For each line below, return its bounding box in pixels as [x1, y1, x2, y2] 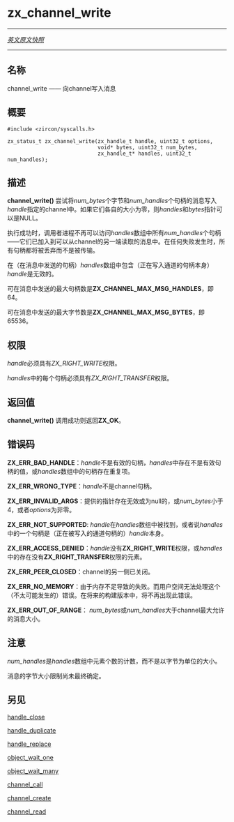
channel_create [7, 794, 52, 802]
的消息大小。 [7, 614, 44, 622]
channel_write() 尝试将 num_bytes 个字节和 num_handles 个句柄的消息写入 [7, 197, 217, 205]
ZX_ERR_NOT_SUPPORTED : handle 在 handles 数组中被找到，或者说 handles [7, 520, 223, 528]
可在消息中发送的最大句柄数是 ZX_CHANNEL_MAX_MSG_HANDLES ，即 [7, 285, 214, 293]
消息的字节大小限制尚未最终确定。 [7, 671, 105, 680]
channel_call [7, 780, 43, 789]
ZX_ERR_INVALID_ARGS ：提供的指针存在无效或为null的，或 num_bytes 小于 [7, 497, 224, 505]
